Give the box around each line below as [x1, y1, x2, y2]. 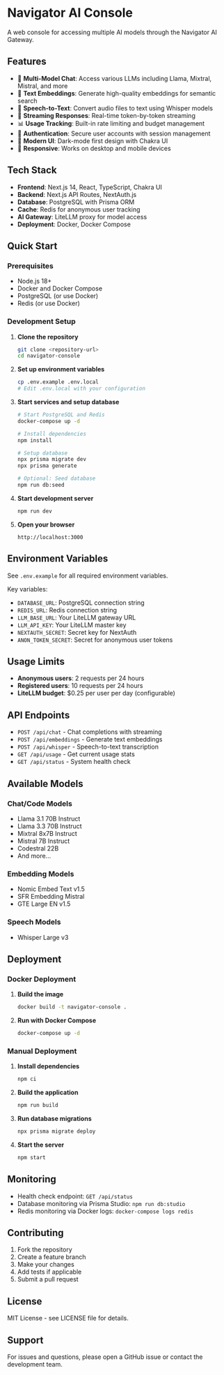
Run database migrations [17, 1115, 92, 1122]
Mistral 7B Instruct [17, 837, 70, 845]
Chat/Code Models [7, 798, 73, 808]
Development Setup [7, 316, 76, 326]
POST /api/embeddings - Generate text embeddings [17, 735, 163, 744]
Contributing [7, 1227, 64, 1239]
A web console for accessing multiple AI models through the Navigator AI [7, 28, 218, 36]
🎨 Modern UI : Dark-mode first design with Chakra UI [17, 136, 168, 145]
